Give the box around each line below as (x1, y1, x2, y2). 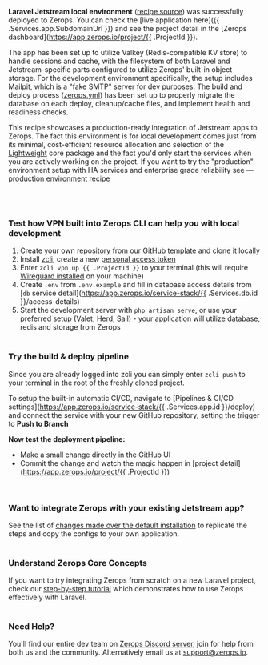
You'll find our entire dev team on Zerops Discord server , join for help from (8, 639, 254, 649)
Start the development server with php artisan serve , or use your (19, 306, 238, 315)
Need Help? (8, 621, 55, 632)
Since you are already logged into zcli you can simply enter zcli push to (8, 369, 246, 379)
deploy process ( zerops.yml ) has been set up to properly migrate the (8, 90, 235, 99)
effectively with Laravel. (8, 592, 87, 603)
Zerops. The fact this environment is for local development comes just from (8, 131, 257, 141)
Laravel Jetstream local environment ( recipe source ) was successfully (8, 7, 244, 16)
